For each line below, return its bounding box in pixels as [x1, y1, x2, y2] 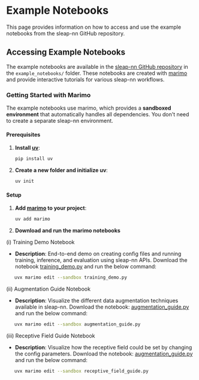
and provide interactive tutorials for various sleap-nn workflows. [6, 76, 165, 83]
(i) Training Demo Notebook [6, 239, 75, 246]
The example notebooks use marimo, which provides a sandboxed [6, 104, 171, 111]
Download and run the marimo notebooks [14, 227, 121, 234]
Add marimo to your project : [14, 204, 87, 212]
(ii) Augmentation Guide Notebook [6, 285, 91, 292]
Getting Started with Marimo [6, 91, 91, 99]
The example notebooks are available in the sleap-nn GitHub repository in [6, 63, 189, 70]
